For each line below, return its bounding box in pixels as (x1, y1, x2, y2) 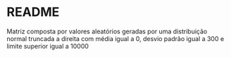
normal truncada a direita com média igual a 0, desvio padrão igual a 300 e (6, 34, 225, 42)
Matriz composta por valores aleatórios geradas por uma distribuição (6, 27, 208, 35)
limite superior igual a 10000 (6, 42, 89, 50)
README (6, 4, 60, 20)
